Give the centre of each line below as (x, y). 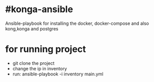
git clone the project (33, 63)
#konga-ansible (39, 9)
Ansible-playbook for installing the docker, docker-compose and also (77, 23)
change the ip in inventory (40, 68)
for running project (46, 49)
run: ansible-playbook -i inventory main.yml (58, 74)
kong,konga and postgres (32, 28)
